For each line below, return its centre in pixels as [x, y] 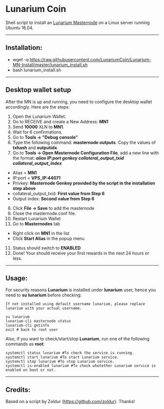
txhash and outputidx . [35, 147]
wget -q [20, 59]
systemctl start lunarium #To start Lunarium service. [62, 357]
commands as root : [25, 344]
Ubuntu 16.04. [19, 27]
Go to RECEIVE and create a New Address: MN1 [60, 121]
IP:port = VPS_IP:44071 [36, 178]
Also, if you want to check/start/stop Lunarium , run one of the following [78, 339]
